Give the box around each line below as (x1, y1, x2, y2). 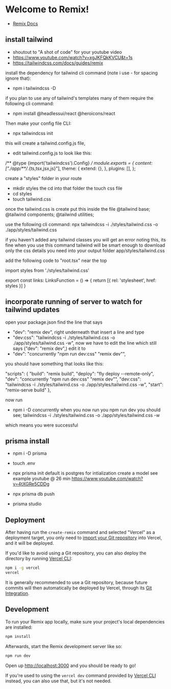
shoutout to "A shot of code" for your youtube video (12, 49, 123, 55)
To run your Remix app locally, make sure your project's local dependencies (5, 618, 165, 625)
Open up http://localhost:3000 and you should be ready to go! (5, 662, 136, 669)
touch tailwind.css (12, 196, 51, 202)
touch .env (12, 460, 36, 466)
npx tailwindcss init (12, 130, 54, 136)
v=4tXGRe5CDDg (12, 481, 50, 487)
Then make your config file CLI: (5, 120, 71, 126)
